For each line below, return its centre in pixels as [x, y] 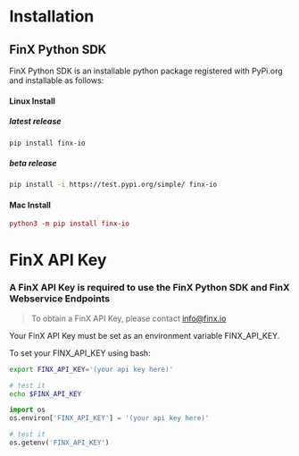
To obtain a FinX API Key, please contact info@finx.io [129, 318]
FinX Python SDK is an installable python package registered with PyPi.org [146, 71]
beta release [33, 164]
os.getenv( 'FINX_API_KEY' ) [59, 443]
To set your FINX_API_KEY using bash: [80, 353]
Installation [52, 17]
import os [28, 410]
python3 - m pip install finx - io [69, 224]
